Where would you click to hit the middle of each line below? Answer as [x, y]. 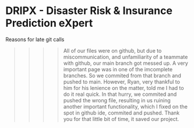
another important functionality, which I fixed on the [125, 106]
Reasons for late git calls [35, 39]
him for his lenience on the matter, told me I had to [124, 88]
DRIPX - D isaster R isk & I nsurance [89, 11]
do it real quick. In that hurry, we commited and [120, 94]
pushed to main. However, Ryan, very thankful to [121, 82]
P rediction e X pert [49, 23]
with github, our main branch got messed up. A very [126, 63]
